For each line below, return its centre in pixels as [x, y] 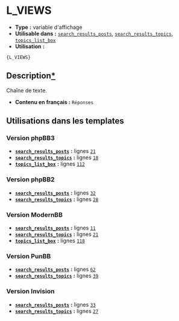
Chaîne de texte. [27, 90]
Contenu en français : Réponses [54, 102]
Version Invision [30, 291]
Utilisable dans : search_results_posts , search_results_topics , [94, 33]
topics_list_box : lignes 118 [50, 241]
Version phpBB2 [31, 179]
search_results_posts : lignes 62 [55, 269]
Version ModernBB [35, 214]
